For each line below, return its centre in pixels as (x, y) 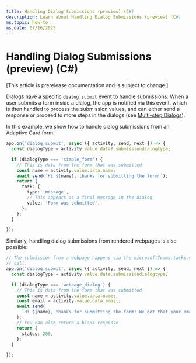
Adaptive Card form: (30, 133)
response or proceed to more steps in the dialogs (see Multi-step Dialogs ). (96, 115)
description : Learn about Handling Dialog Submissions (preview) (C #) (94, 17)
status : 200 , (37, 334)
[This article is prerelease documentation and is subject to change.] (87, 85)
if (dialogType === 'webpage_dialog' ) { (61, 285)
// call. (17, 264)
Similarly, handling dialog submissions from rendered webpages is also (91, 241)
